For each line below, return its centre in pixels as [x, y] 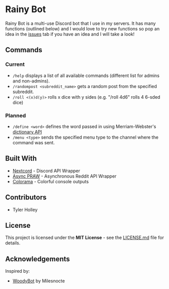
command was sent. [34, 142]
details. [13, 243]
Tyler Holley [25, 210]
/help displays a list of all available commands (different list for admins [86, 75]
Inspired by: [18, 271]
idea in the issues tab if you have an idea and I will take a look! [70, 34]
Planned [16, 115]
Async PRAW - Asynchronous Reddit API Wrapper [65, 176]
